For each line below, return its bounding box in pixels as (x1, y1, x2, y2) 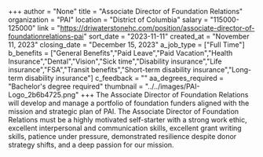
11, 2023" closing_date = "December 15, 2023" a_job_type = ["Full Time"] (8, 40, 245, 49)
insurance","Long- (192, 65, 252, 74)
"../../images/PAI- (144, 82, 200, 91)
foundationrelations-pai (8, 31, 84, 41)
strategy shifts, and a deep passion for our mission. (8, 141, 174, 149)
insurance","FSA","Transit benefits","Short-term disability (8, 65, 192, 74)
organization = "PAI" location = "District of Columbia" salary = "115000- (8, 15, 239, 24)
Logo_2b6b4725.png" (8, 90, 79, 99)
